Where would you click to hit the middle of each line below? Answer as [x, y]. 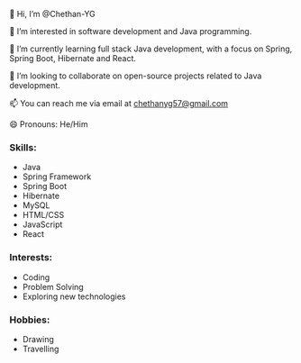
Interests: [31, 258]
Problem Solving [53, 286]
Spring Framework [57, 177]
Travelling [41, 349]
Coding [36, 277]
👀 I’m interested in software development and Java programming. [131, 31]
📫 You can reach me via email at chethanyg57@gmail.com [119, 103]
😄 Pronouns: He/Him [49, 124]
